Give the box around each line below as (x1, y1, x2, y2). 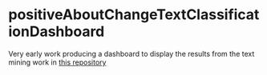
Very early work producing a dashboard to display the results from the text (8, 49, 255, 58)
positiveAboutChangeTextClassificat (8, 6, 260, 24)
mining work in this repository (8, 57, 107, 67)
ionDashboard (8, 22, 105, 41)
